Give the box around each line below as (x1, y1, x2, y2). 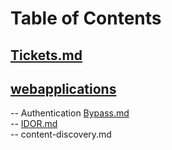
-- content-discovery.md (10, 128, 112, 141)
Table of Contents (10, 7, 162, 30)
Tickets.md (10, 47, 83, 64)
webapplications (10, 80, 117, 97)
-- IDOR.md (10, 118, 58, 130)
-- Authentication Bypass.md (10, 107, 130, 119)
